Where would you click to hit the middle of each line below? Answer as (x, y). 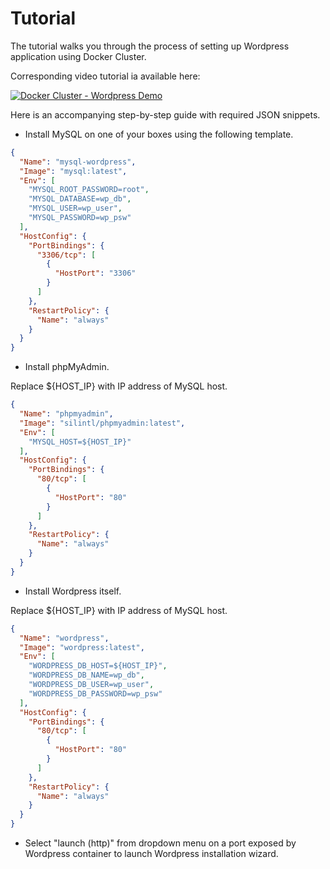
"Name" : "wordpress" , (64, 638)
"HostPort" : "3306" (95, 273)
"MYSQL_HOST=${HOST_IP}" (80, 442)
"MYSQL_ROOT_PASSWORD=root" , (89, 190)
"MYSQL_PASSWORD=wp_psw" (80, 218)
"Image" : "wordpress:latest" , (82, 647)
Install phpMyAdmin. (67, 367)
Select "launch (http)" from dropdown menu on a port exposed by (160, 843)
